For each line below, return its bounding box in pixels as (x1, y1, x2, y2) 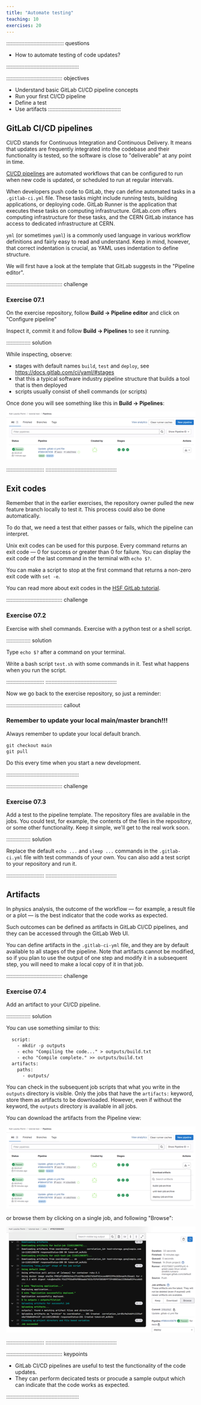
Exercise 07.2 (6, 612, 46, 620)
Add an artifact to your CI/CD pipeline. (6, 1001, 101, 1009)
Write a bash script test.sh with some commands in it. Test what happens (6, 660, 190, 667)
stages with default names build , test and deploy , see (14, 362, 149, 370)
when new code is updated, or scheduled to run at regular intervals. (6, 177, 174, 184)
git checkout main (6, 742, 52, 748)
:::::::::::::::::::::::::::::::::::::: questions (6, 40, 90, 47)
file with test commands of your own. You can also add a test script (23, 854, 190, 861)
